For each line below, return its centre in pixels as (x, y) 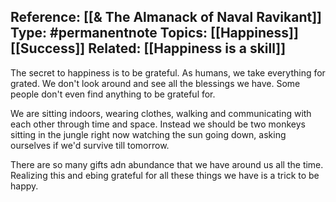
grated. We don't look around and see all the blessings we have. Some (155, 83)
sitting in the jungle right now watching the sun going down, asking (148, 134)
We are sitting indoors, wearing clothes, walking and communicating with (161, 113)
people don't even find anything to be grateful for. (113, 94)
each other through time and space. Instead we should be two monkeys (158, 124)
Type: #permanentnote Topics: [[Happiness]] (154, 33)
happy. (24, 186)
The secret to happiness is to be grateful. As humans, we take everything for (168, 72)
